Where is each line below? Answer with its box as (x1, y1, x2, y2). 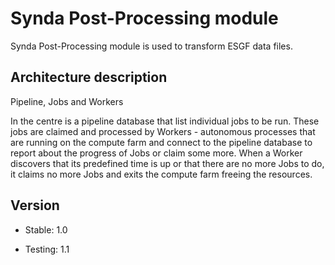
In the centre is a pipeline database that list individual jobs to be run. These (10, 115, 320, 127)
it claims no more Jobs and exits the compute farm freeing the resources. (10, 168, 313, 180)
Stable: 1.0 (24, 223, 68, 236)
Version (10, 197, 60, 214)
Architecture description (10, 69, 168, 86)
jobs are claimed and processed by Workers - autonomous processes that (10, 125, 316, 137)
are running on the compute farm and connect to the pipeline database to (10, 136, 313, 148)
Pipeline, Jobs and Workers (10, 95, 124, 107)
